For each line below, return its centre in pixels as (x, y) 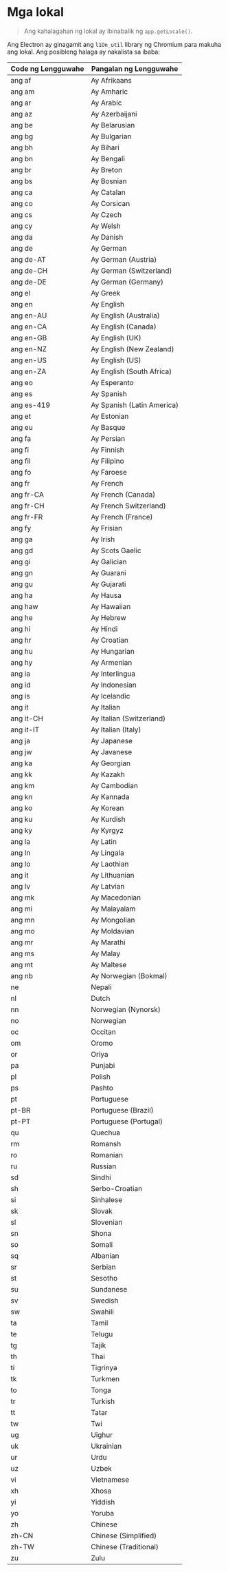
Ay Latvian (108, 886)
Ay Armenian (112, 662)
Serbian (103, 1267)
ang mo (23, 931)
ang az (22, 114)
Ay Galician (109, 561)
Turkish (103, 1401)
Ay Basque (108, 427)
